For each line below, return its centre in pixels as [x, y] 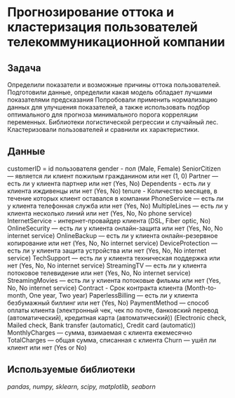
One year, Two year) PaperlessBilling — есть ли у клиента [114, 295]
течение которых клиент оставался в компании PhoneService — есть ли [116, 198]
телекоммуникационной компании [116, 42]
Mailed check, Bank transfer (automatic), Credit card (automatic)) [102, 325]
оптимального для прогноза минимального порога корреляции [103, 114]
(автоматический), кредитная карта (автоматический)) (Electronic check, [117, 317]
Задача [24, 68]
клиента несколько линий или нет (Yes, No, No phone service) [100, 213]
